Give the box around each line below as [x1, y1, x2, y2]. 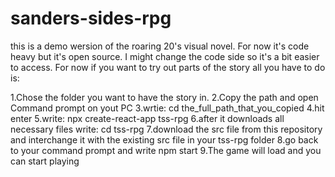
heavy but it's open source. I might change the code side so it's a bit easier [10, 50, 320, 62]
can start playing [10, 155, 80, 167]
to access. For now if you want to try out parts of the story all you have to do [10, 61, 326, 73]
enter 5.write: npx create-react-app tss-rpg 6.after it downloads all [10, 112, 285, 124]
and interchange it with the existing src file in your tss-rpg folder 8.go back [10, 133, 319, 146]
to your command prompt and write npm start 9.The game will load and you [10, 144, 322, 156]
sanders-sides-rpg [10, 7, 172, 30]
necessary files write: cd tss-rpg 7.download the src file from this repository [10, 123, 323, 135]
